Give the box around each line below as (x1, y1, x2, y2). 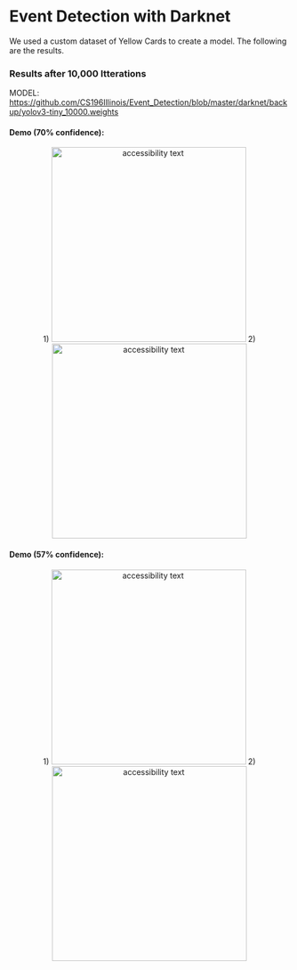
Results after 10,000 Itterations (9, 67, 147, 79)
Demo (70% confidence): (9, 126, 105, 137)
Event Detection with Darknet (9, 6, 231, 27)
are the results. (9, 45, 65, 55)
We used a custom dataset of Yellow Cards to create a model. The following (9, 36, 287, 46)
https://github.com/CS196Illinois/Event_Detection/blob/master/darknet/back (9, 97, 287, 108)
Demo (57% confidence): (9, 550, 105, 560)
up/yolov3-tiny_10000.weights (9, 107, 119, 118)
